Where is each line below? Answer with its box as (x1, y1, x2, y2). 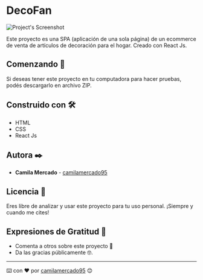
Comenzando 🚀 (6, 59, 65, 69)
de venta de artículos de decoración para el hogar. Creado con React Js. (6, 42, 187, 49)
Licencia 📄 (6, 186, 47, 197)
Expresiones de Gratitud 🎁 (6, 226, 107, 237)
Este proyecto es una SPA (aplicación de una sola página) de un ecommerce (6, 35, 196, 42)
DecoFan (6, 4, 53, 17)
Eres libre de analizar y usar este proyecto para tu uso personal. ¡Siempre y (6, 203, 193, 210)
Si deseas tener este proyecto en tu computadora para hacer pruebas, (6, 75, 182, 82)
